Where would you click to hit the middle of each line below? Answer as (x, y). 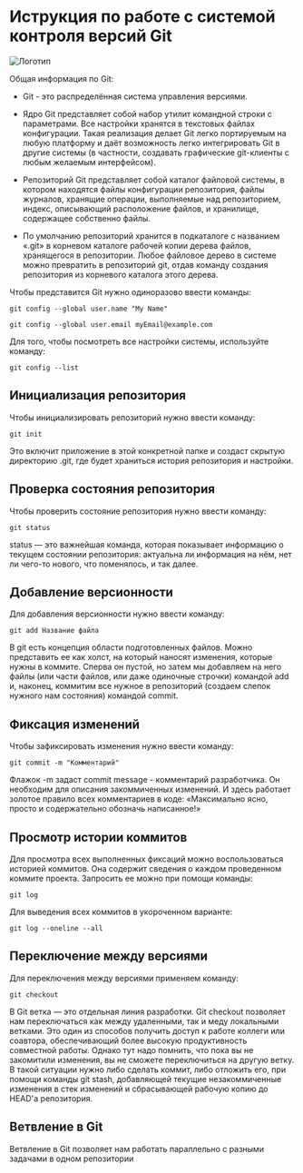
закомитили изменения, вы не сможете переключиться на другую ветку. (152, 1060)
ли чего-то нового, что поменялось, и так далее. (104, 564)
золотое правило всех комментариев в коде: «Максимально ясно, (139, 799)
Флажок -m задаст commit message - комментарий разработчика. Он (145, 780)
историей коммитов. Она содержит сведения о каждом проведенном (146, 868)
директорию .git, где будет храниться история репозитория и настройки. (151, 460)
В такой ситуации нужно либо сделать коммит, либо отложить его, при (148, 1069)
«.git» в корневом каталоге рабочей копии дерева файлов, (137, 245)
